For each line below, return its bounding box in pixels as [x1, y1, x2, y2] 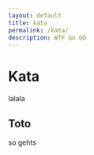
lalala [8, 94, 25, 104]
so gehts [8, 138, 37, 147]
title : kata [8, 19, 47, 27]
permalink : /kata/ [8, 26, 69, 34]
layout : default [8, 11, 62, 20]
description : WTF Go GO [8, 33, 87, 42]
